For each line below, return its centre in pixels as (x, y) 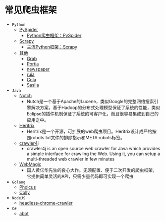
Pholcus (27, 187)
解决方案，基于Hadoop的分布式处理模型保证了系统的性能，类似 (96, 108)
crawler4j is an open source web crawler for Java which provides (93, 148)
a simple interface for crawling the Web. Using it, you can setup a (93, 154)
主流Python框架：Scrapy (52, 47)
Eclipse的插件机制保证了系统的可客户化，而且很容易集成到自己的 (93, 113)
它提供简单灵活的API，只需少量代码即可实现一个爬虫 (80, 176)
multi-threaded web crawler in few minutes (71, 159)
